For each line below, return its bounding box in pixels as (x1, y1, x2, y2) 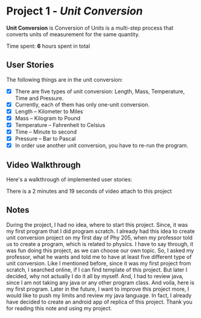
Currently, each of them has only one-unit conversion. (14, 101, 150, 108)
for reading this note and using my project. (6, 304, 112, 312)
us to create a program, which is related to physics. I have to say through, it (6, 240, 194, 247)
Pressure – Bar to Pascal (14, 135, 76, 143)
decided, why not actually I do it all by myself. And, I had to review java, (6, 272, 184, 279)
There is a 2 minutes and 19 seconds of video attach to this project (6, 187, 172, 195)
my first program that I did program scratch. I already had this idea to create (6, 227, 195, 235)
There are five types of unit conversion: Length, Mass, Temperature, (14, 88, 185, 95)
